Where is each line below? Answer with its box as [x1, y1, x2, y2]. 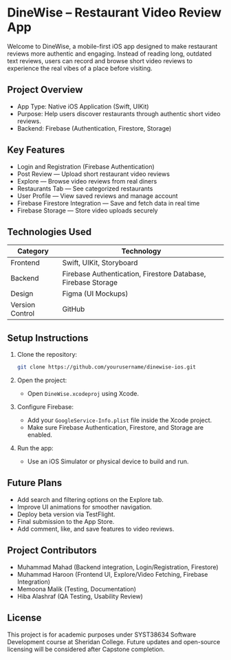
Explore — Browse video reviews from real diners [16, 177, 157, 185]
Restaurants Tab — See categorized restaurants [16, 184, 153, 192]
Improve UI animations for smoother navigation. [16, 503, 153, 511]
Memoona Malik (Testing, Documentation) [16, 584, 136, 593]
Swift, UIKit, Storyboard [62, 258, 138, 267]
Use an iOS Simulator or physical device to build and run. [27, 457, 189, 465]
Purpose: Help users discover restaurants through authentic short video [16, 109, 221, 118]
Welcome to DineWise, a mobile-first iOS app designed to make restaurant [7, 42, 218, 50]
